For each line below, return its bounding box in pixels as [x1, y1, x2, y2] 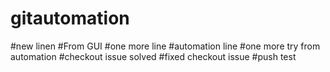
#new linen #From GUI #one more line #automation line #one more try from [10, 40, 321, 52]
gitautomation [10, 7, 130, 30]
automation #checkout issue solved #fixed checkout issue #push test [10, 50, 297, 62]
